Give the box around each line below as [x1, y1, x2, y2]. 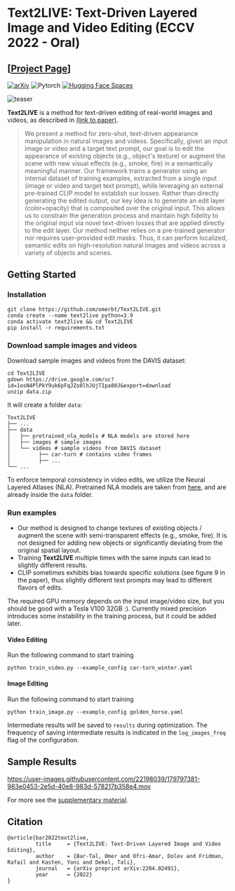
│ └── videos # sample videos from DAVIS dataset [7, 444, 161, 451]
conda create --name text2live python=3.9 [7, 312, 133, 319]
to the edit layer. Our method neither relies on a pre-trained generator [24, 226, 226, 234]
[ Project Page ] [7, 62, 72, 74]
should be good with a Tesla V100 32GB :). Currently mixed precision [7, 604, 207, 613]
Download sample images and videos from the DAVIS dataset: [7, 356, 187, 365]
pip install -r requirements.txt [7, 324, 105, 331]
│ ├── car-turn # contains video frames [7, 451, 152, 458]
